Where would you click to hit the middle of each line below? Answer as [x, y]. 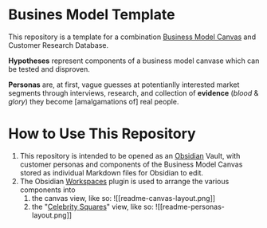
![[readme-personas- [190, 206]
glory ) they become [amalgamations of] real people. [94, 101]
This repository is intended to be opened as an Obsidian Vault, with [130, 155]
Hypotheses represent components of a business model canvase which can [134, 61]
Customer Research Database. [59, 45]
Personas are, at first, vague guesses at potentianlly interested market [124, 85]
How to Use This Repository [102, 134]
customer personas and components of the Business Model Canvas [131, 164]
